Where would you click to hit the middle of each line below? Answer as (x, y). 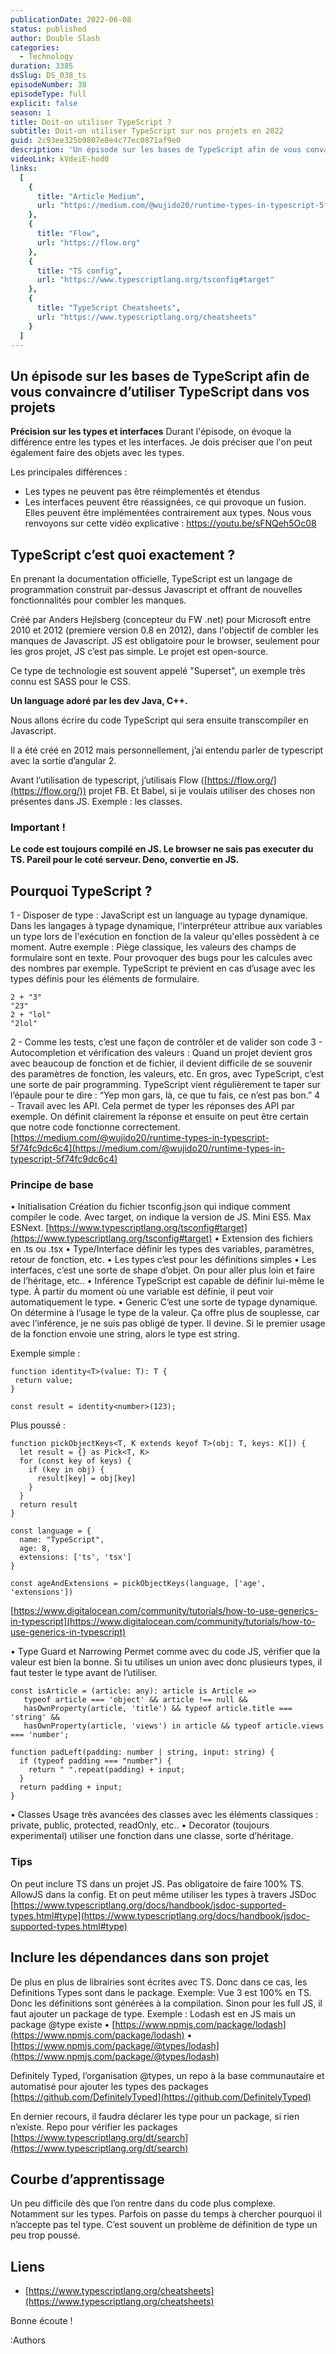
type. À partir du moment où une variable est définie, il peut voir (142, 1292)
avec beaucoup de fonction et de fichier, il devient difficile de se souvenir (161, 1063)
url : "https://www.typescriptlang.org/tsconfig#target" (155, 280)
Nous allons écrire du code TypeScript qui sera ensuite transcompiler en (159, 720)
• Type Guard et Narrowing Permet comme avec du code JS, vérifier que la (165, 1652)
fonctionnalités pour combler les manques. (98, 600)
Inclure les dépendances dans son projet (140, 1957)
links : (24, 168)
